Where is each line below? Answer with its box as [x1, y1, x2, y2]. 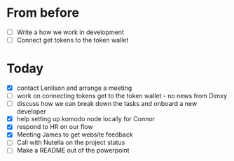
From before [6, 5, 80, 21]
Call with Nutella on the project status [16, 138, 125, 147]
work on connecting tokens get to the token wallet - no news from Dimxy [16, 92, 228, 100]
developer [16, 107, 46, 116]
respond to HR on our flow [16, 123, 93, 131]
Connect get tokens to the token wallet [16, 36, 129, 44]
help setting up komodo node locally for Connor [16, 115, 156, 123]
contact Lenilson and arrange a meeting [16, 84, 132, 92]
